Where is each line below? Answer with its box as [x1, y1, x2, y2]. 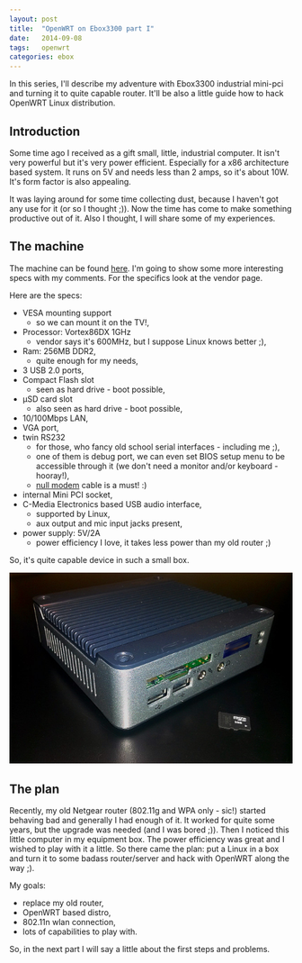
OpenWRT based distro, [22, 906, 111, 918]
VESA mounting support [22, 307, 112, 318]
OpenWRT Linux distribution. [9, 97, 116, 108]
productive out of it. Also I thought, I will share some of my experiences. [9, 213, 276, 223]
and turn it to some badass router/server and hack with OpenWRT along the [9, 852, 290, 864]
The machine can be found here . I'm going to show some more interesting [9, 262, 284, 274]
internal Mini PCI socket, [22, 489, 113, 500]
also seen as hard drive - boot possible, [35, 403, 182, 413]
